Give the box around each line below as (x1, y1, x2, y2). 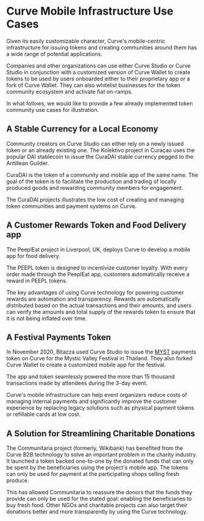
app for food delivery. (6, 252, 61, 259)
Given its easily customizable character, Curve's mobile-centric (6, 37, 166, 44)
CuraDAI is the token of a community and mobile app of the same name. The (6, 171, 199, 178)
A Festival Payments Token (6, 332, 111, 342)
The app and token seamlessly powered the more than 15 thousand (6, 373, 175, 380)
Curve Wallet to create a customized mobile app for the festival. (6, 361, 166, 369)
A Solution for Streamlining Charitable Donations (6, 428, 195, 439)
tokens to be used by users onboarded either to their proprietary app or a (6, 75, 191, 82)
